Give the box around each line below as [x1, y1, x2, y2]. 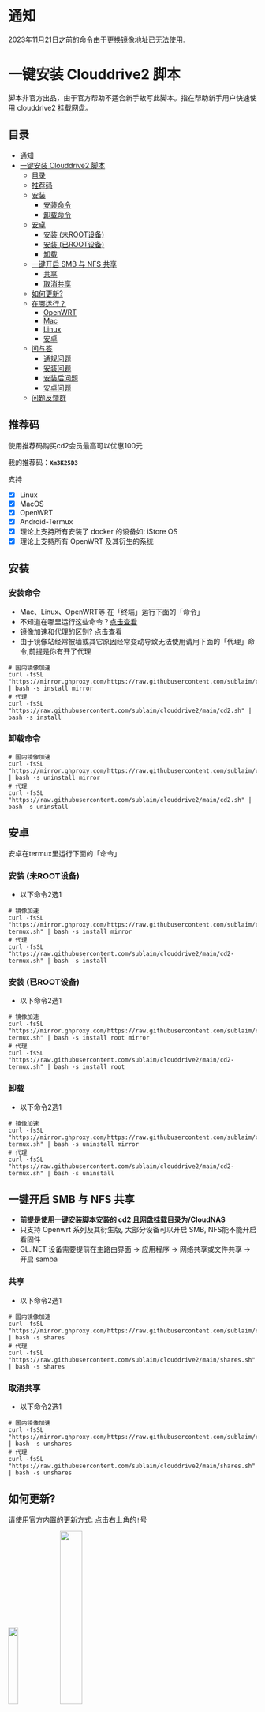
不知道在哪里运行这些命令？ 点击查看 [19, 616, 138, 626]
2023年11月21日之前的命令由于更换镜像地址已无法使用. [8, 35, 185, 44]
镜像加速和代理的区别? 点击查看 [19, 627, 122, 636]
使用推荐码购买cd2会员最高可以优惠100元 [8, 440, 144, 450]
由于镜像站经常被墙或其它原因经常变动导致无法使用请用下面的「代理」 [19, 636, 248, 646]
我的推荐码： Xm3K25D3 [8, 457, 79, 466]
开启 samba [19, 1254, 58, 1264]
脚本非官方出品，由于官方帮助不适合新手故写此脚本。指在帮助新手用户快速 [8, 92, 250, 103]
